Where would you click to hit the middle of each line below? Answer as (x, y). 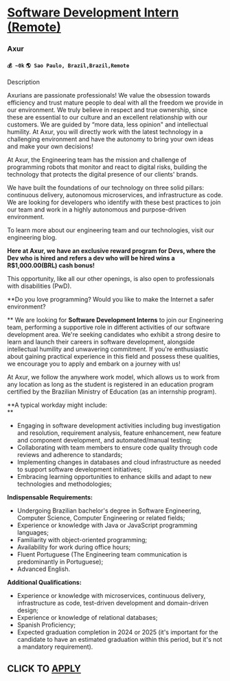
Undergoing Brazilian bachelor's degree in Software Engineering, (109, 511)
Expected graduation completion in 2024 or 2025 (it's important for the (117, 632)
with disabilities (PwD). (39, 286)
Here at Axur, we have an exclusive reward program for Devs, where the (112, 251)
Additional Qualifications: (45, 583)
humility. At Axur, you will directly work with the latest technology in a (105, 132)
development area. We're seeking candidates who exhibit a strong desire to (114, 335)
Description (23, 82)
